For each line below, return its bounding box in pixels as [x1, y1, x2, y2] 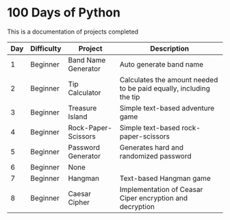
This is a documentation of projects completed [7, 27, 139, 36]
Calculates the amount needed [119, 75, 218, 84]
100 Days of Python [7, 5, 121, 21]
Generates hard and [119, 143, 183, 152]
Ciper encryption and [119, 193, 188, 203]
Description [150, 43, 190, 53]
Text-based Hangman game [119, 173, 211, 183]
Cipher [68, 197, 90, 207]
